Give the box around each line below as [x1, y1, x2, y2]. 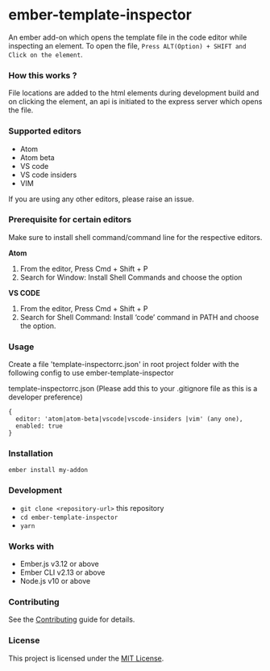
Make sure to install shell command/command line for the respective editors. [8, 232, 263, 242]
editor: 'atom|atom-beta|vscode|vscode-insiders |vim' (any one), [15, 415, 243, 424]
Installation [8, 448, 54, 459]
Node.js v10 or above [19, 576, 91, 586]
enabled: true [15, 422, 63, 430]
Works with [8, 540, 55, 551]
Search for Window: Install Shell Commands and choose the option [19, 272, 243, 282]
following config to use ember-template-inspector [8, 368, 174, 378]
